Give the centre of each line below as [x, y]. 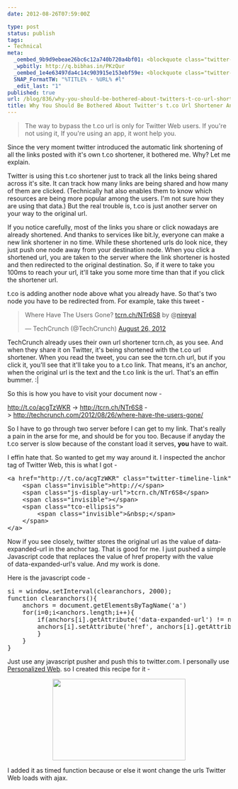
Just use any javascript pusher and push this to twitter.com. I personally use [118, 662]
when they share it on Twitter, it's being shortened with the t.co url [104, 350]
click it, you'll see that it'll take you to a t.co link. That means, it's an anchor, [118, 365]
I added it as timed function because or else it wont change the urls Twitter [117, 770]
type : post [23, 27]
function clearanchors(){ [52, 598]
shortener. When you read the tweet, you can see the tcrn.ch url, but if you [116, 357]
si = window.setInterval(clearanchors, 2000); [90, 591]
